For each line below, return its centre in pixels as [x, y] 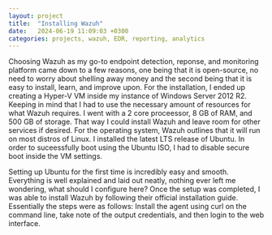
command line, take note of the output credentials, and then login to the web [136, 215]
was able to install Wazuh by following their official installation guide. [123, 198]
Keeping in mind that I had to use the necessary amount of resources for [130, 105]
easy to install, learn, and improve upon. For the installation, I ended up [127, 88]
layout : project [36, 16]
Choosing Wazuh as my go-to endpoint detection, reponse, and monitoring [134, 62]
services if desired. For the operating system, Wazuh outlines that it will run [134, 130]
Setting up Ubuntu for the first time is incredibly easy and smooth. [119, 172]
